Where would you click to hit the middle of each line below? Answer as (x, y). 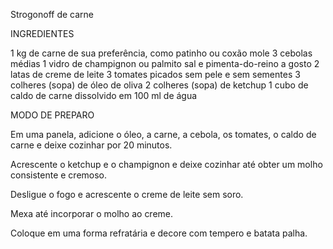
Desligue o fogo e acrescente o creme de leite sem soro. (127, 194)
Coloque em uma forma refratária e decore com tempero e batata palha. (159, 233)
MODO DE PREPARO (52, 115)
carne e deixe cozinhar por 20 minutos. (91, 145)
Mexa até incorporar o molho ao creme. (92, 213)
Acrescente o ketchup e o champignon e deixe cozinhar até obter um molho (166, 164)
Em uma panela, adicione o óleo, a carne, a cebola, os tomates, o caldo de (163, 134)
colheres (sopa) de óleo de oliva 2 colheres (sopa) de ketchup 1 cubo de (159, 85)
